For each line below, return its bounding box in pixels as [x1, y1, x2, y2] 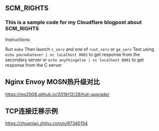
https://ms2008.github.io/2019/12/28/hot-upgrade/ [5, 91, 110, 97]
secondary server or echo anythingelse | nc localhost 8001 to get [5, 57, 144, 63]
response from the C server [5, 62, 62, 68]
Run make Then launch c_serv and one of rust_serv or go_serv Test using [5, 46, 155, 52]
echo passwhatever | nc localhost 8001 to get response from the [5, 51, 141, 57]
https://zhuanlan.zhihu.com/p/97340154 [5, 121, 88, 127]
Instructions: [5, 36, 31, 42]
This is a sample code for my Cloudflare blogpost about [5, 19, 142, 26]
